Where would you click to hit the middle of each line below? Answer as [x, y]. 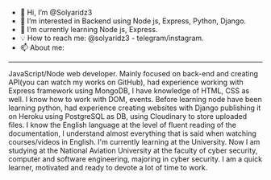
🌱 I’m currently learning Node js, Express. [89, 29]
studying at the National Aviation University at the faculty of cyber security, [133, 150]
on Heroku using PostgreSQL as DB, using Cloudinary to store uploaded [128, 116]
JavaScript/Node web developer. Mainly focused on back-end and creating [133, 74]
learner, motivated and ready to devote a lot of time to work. [108, 168]
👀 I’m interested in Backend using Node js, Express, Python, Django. [133, 21]
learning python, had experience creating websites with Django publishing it [135, 108]
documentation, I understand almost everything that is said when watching [132, 133]
